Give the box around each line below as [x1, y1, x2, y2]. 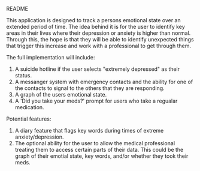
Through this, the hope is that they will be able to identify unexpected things [6, 36, 194, 43]
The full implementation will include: [6, 54, 95, 61]
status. [14, 72, 32, 79]
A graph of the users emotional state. [14, 91, 107, 98]
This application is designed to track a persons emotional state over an [6, 17, 181, 23]
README [6, 5, 29, 12]
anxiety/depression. [14, 133, 64, 140]
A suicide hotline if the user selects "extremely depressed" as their [14, 65, 180, 73]
